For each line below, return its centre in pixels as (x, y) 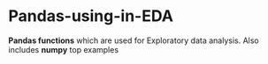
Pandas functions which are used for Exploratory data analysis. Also (134, 40)
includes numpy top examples (64, 49)
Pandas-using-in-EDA (91, 16)
